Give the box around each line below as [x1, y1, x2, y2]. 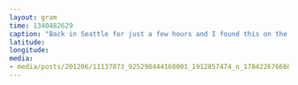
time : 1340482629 [9, 21, 74, 30]
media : [9, 54, 34, 63]
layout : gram [9, 12, 58, 22]
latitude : [9, 37, 46, 47]
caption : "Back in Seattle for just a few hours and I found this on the [9, 29, 288, 38]
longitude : [9, 46, 50, 55]
